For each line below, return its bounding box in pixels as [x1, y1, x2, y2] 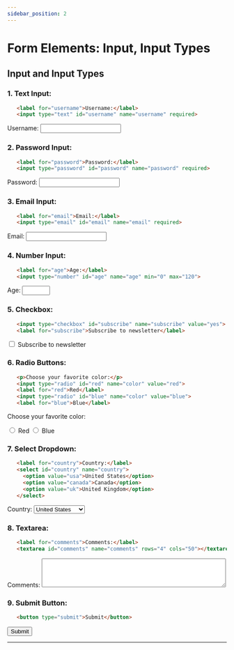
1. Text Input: [7, 88, 52, 98]
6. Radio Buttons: [7, 358, 67, 368]
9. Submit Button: [7, 598, 68, 608]
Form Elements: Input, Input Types [7, 40, 211, 56]
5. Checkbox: [7, 304, 54, 314]
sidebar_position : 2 [7, 10, 68, 17]
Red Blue [17, 426, 55, 435]
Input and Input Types [7, 68, 104, 80]
